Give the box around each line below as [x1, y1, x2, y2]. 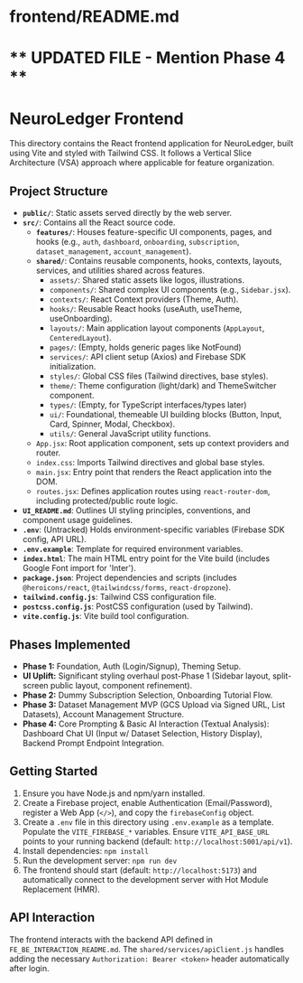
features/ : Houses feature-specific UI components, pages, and [35, 227, 272, 238]
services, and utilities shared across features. [35, 265, 206, 276]
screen [22, 679, 49, 690]
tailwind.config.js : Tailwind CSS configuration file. [22, 592, 217, 603]
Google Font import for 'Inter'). [22, 563, 137, 574]
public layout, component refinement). [50, 679, 193, 690]
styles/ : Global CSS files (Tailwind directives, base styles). [49, 370, 269, 381]
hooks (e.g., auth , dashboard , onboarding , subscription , [35, 237, 240, 248]
